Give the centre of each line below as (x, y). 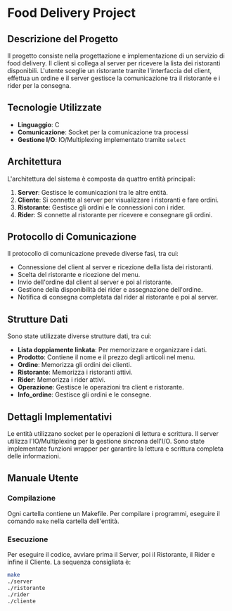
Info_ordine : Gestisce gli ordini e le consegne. (84, 394)
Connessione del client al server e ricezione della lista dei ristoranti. (115, 267)
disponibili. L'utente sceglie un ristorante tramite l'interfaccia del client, (110, 71)
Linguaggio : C (38, 124)
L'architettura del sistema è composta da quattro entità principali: (101, 179)
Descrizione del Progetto (63, 39)
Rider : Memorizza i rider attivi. (61, 380)
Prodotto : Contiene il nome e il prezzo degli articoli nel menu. (106, 357)
